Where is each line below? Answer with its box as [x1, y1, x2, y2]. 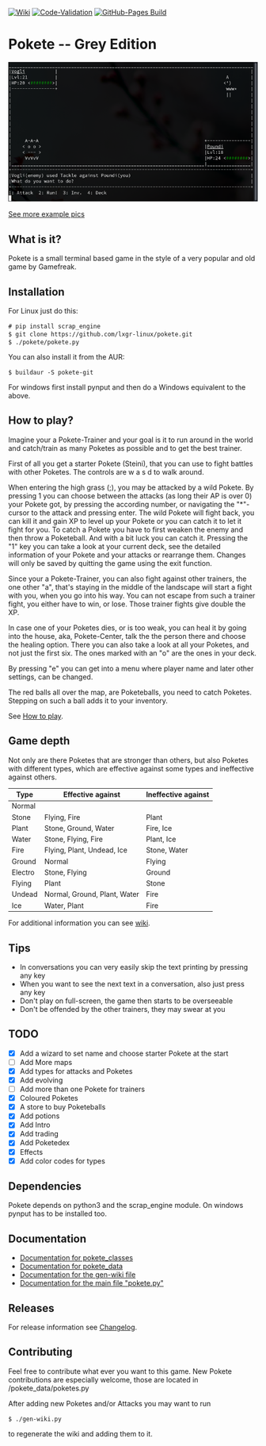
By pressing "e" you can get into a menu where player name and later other [8, 663, 254, 673]
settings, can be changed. [8, 671, 93, 682]
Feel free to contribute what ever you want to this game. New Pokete [8, 1366, 232, 1376]
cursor [8, 508, 30, 517]
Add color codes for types [19, 1156, 105, 1166]
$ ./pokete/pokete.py [8, 338, 80, 347]
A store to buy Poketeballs [19, 1102, 106, 1112]
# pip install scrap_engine [8, 322, 101, 331]
